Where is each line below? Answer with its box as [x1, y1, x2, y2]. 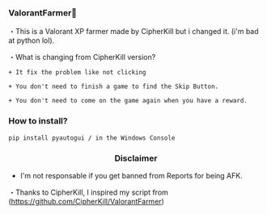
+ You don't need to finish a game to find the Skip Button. [8, 82, 219, 91]
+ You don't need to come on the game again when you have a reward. [8, 97, 248, 105]
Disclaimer [114, 153, 158, 164]
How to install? [8, 115, 68, 127]
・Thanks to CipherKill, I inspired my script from [8, 187, 168, 197]
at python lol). [8, 36, 55, 45]
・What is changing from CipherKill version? [8, 52, 156, 62]
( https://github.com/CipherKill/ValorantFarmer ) [8, 196, 164, 206]
